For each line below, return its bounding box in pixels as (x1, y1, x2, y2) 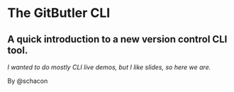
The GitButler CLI (7, 5, 111, 21)
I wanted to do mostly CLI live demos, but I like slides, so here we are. (7, 63, 211, 71)
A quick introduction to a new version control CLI (7, 33, 228, 45)
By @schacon (7, 76, 48, 85)
